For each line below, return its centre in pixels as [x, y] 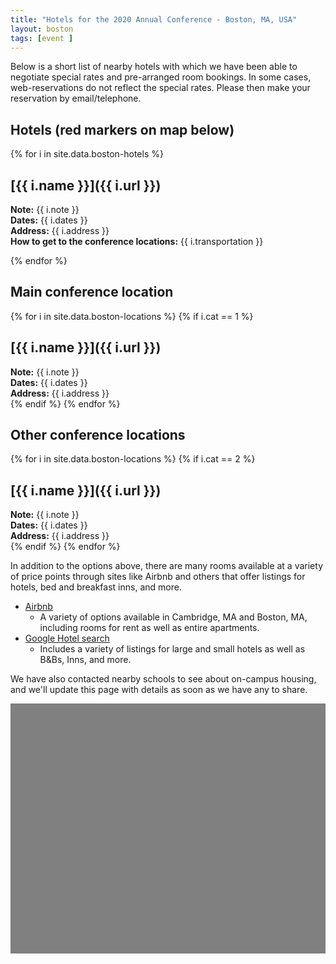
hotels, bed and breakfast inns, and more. [96, 587]
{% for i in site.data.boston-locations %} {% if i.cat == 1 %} [132, 316]
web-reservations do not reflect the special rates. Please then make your [160, 88]
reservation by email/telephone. [76, 98]
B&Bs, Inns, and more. [85, 660]
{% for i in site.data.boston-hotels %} [87, 154]
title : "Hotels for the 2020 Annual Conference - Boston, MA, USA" [154, 19]
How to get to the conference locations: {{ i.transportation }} [137, 241]
